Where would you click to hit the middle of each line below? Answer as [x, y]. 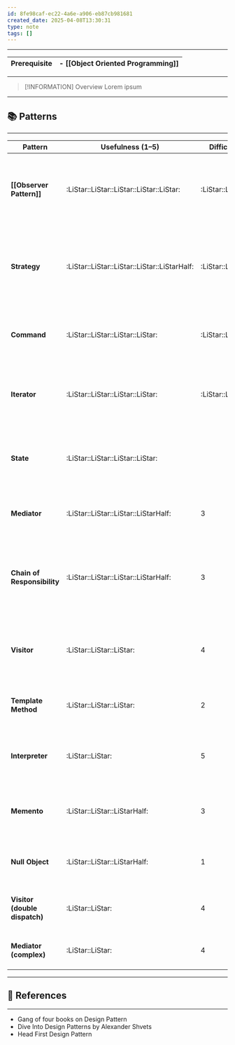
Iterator [23, 394]
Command [29, 335]
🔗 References [37, 996]
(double [24, 908]
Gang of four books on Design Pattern [72, 1019]
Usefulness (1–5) [130, 147]
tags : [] [20, 33]
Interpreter [29, 756]
